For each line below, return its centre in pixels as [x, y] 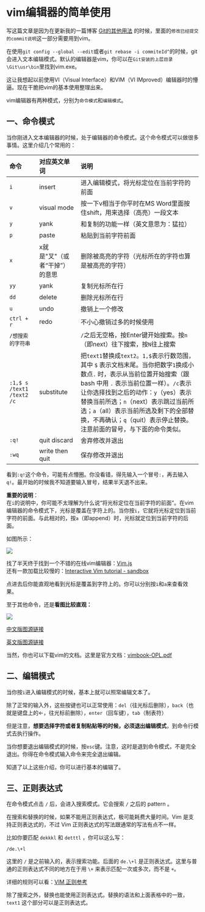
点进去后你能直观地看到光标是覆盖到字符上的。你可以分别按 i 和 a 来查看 [95, 584]
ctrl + [19, 318]
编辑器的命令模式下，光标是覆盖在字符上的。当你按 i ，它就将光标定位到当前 [101, 510]
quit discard [56, 440]
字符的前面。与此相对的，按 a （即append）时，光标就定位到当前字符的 [95, 518]
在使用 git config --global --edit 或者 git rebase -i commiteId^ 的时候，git [102, 51]
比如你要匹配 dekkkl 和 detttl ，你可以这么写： [66, 838]
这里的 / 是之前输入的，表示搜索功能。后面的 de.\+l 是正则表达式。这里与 [99, 861]
